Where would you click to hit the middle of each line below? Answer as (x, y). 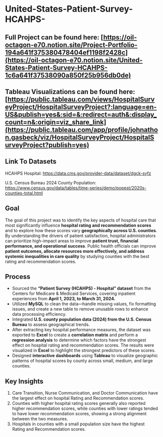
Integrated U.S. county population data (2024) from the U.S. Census (82, 319)
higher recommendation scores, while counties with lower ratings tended (85, 409)
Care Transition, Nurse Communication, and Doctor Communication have (85, 393)
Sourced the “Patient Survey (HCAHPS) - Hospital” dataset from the (81, 289)
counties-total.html (24, 193)
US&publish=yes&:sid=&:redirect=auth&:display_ (81, 115)
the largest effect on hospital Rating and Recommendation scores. (78, 398)
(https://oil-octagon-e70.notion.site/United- (74, 60)
